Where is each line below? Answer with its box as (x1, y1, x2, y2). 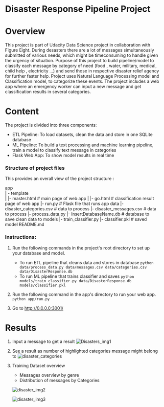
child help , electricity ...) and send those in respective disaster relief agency (5, 68, 159, 74)
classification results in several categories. (5, 89, 91, 95)
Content (5, 106, 39, 117)
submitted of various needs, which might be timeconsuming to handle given (5, 52, 158, 58)
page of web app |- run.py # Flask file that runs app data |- (5, 201, 124, 206)
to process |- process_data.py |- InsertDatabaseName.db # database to (5, 211, 149, 217)
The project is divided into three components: (5, 122, 97, 128)
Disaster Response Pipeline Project (5, 3, 151, 15)
